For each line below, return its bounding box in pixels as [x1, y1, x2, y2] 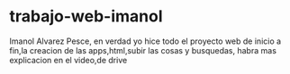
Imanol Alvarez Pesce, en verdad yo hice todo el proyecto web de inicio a [9, 36, 282, 46]
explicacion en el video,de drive [9, 54, 128, 65]
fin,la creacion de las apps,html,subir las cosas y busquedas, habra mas [9, 45, 277, 55]
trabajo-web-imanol [9, 6, 164, 27]
